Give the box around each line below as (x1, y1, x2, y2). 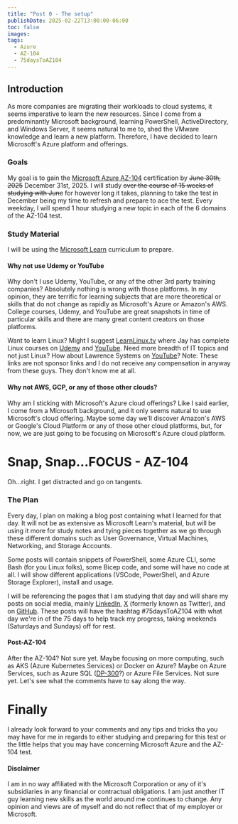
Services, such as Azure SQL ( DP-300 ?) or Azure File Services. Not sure (7, 669, 220, 678)
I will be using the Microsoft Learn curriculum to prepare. (7, 245, 174, 254)
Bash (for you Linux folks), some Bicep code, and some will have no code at (7, 562, 229, 571)
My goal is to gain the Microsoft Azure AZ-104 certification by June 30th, (7, 173, 222, 182)
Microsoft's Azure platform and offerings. (7, 139, 129, 148)
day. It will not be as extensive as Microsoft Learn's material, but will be (7, 518, 217, 527)
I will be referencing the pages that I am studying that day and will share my (7, 592, 229, 600)
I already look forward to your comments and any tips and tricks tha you (7, 724, 218, 733)
